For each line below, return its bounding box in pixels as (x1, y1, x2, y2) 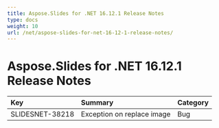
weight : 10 (7, 23, 38, 29)
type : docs (7, 16, 38, 23)
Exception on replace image (81, 110, 171, 119)
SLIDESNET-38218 (10, 110, 75, 119)
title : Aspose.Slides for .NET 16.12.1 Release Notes (7, 10, 165, 17)
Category (177, 98, 209, 107)
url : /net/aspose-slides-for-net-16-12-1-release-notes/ (7, 29, 174, 36)
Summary (81, 98, 114, 107)
